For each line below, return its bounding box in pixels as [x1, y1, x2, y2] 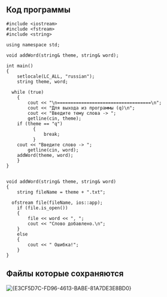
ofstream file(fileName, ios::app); [11, 200, 103, 206]
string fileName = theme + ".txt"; [17, 189, 106, 195]
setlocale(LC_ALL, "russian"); [17, 73, 95, 79]
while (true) [11, 89, 44, 95]
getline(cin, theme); [28, 115, 82, 121]
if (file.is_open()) [17, 204, 68, 211]
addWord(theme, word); [17, 152, 74, 158]
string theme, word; [17, 78, 68, 85]
